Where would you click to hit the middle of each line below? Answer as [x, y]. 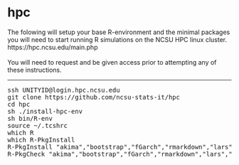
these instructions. [34, 70]
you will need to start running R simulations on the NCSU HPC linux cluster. [117, 39]
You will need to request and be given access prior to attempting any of [112, 62]
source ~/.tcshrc [37, 126]
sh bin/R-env [30, 118]
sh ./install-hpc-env [45, 111]
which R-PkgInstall [41, 140]
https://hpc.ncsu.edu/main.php [53, 47]
